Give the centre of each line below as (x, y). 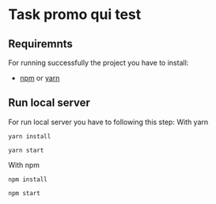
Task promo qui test (75, 15)
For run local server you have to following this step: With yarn (108, 122)
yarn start (26, 150)
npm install (28, 179)
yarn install (30, 136)
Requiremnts (41, 44)
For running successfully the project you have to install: (99, 62)
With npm (24, 164)
